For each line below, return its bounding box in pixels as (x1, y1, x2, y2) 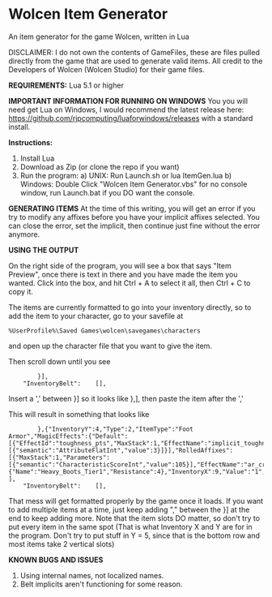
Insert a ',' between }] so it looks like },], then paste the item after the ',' (8, 393, 244, 403)
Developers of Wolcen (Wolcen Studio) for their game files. (8, 64, 205, 74)
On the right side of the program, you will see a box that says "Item (8, 260, 232, 270)
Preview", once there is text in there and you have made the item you (8, 269, 238, 279)
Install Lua (19, 153, 55, 163)
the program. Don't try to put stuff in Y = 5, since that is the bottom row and (8, 530, 261, 540)
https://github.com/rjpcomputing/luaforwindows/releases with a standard (8, 113, 253, 122)
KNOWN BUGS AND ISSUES (8, 555, 104, 565)
